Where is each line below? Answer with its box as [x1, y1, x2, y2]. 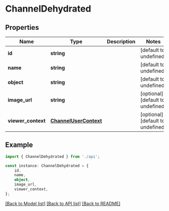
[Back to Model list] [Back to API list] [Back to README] [5, 200, 121, 206]
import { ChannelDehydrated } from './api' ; [5, 154, 100, 159]
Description [107, 38, 136, 45]
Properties [5, 23, 39, 32]
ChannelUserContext [50, 117, 102, 124]
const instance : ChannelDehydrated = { [5, 163, 89, 168]
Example [5, 141, 33, 149]
